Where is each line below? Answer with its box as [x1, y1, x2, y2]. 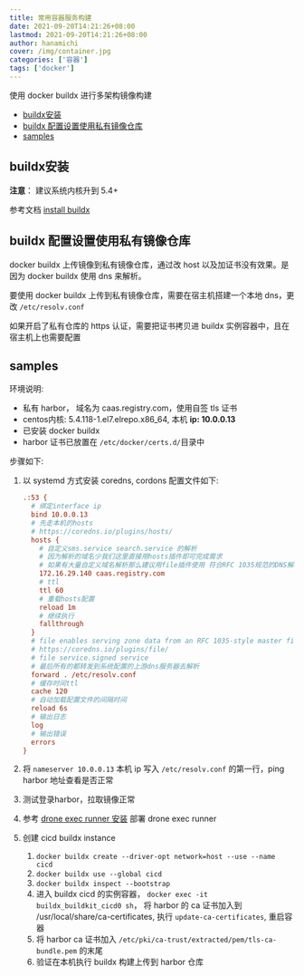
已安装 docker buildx [22, 425, 100, 436]
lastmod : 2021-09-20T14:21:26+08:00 [9, 30, 147, 39]
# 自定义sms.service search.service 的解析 [39, 544, 197, 553]
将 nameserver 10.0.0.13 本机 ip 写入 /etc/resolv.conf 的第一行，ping [22, 763, 285, 775]
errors [31, 738, 56, 747]
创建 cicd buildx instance [22, 833, 116, 844]
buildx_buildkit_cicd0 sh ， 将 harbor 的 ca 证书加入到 [35, 900, 242, 911]
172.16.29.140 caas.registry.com [39, 569, 166, 578]
